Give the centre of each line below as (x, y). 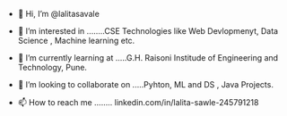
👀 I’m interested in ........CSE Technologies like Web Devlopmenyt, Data (148, 31)
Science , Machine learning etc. (76, 41)
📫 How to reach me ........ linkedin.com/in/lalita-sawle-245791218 (138, 102)
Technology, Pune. (52, 67)
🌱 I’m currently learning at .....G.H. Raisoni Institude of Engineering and (148, 58)
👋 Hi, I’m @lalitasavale (59, 14)
